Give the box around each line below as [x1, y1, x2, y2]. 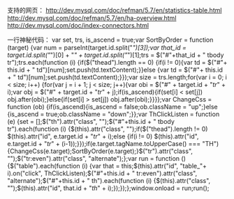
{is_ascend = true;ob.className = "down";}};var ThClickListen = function [7, 110, 220, 118]
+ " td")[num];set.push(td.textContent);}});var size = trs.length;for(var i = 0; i [7, 73, 227, 81]
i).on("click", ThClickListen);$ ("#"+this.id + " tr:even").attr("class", [7, 169, 198, 177]
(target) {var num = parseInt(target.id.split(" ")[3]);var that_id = [7, 44, 187, 51]
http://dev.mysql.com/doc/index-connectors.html [7, 22, 149, 29]
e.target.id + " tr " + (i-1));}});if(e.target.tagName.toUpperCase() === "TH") [7, 140, 219, 148]
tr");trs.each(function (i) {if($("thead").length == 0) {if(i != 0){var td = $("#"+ [7, 58, 228, 66]
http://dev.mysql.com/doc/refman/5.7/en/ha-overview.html [7, 14, 177, 22]
